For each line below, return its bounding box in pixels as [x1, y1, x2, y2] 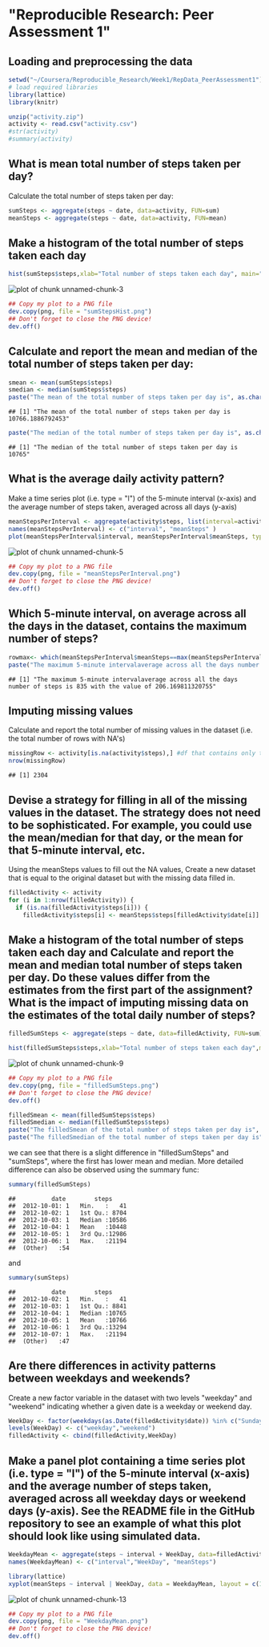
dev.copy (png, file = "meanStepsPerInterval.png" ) [8, 570, 181, 578]
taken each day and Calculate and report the [8, 945, 235, 959]
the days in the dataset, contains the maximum [8, 619, 247, 633]
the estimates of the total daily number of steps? [8, 1008, 256, 1022]
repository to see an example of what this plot [8, 1516, 242, 1530]
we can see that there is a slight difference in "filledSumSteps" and [8, 1148, 230, 1157]
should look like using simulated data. [8, 1529, 201, 1543]
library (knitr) [8, 98, 59, 106]
